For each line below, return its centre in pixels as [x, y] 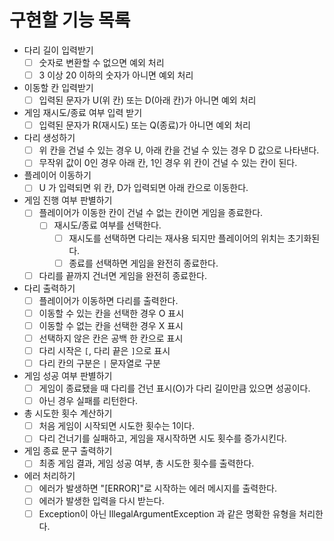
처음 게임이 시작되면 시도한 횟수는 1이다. [116, 426]
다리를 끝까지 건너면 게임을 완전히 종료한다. [123, 275]
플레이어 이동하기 [57, 175]
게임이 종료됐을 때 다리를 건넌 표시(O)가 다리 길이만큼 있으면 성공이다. [174, 388]
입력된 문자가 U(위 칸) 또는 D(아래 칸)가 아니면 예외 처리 [147, 100]
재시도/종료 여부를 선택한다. [107, 225]
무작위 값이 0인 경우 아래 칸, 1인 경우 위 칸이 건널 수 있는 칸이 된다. [168, 163]
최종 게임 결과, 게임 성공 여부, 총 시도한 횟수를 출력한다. [146, 463]
